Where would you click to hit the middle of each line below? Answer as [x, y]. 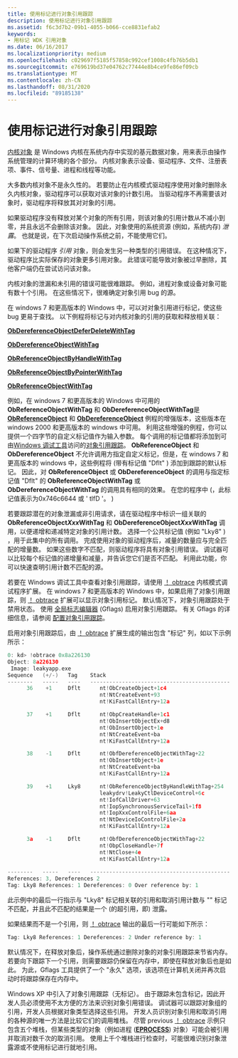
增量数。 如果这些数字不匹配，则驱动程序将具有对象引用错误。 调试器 [121, 550]
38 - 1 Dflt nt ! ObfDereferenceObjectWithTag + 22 [115, 754]
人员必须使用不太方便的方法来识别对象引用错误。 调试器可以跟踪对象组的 [120, 1002]
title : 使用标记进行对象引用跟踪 [50, 14]
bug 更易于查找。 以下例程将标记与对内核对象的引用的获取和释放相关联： [114, 317]
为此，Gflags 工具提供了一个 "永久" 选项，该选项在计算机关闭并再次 [120, 970]
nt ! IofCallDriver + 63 [130, 800]
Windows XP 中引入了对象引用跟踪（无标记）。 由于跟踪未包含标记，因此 [113, 993]
